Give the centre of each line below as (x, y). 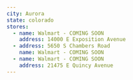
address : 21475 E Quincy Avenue (66, 65)
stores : (18, 26)
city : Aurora (26, 14)
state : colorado (30, 20)
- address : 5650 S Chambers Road (62, 46)
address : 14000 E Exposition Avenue (73, 40)
